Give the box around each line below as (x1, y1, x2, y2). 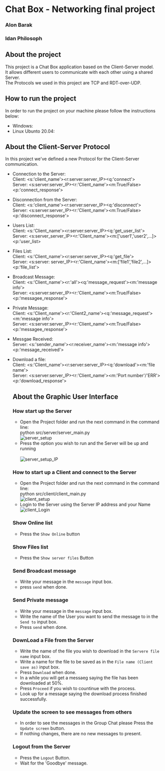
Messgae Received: (12, 336, 53, 342)
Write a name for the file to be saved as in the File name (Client (19, 658, 153, 665)
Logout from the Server (12, 743, 71, 750)
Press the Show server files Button (19, 555, 94, 561)
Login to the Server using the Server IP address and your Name (19, 501, 151, 508)
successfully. (19, 696, 47, 702)
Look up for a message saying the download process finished (19, 691, 147, 697)
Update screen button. (19, 725, 65, 731)
